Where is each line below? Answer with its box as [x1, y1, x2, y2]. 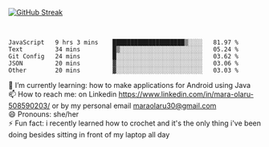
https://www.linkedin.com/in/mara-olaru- [118, 89, 255, 99]
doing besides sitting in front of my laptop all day [8, 130, 170, 139]
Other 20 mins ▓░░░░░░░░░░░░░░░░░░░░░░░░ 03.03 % [8, 66, 239, 74]
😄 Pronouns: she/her [8, 109, 79, 119]
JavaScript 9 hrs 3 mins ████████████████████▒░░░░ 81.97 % [8, 38, 239, 46]
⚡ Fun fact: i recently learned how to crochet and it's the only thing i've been [8, 118, 261, 128]
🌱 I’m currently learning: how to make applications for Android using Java [8, 81, 251, 89]
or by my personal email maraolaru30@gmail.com [51, 101, 217, 110]
